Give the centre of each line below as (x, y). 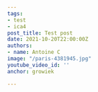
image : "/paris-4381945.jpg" (49, 59)
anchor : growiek (31, 71)
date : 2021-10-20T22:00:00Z (48, 39)
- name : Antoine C (34, 53)
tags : (15, 13)
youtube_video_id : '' (39, 65)
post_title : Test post (40, 33)
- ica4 (17, 26)
